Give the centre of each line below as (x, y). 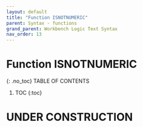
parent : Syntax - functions (42, 23)
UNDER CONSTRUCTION (70, 117)
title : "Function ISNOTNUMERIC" (47, 18)
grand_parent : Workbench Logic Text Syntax (62, 29)
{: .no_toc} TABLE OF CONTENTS (48, 81)
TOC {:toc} (28, 93)
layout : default (27, 12)
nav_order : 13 (24, 34)
